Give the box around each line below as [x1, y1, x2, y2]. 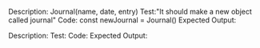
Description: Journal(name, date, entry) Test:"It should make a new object [8, 7, 252, 16]
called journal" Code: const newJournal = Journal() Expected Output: [8, 15, 237, 25]
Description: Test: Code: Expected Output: [8, 31, 148, 40]
